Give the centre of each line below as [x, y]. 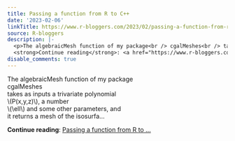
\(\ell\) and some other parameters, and [64, 108]
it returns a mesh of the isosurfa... [56, 116]
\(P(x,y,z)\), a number [38, 101]
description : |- [31, 40]
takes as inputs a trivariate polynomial [62, 94]
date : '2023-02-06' [36, 20]
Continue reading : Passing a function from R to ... [79, 129]
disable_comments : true [42, 59]
